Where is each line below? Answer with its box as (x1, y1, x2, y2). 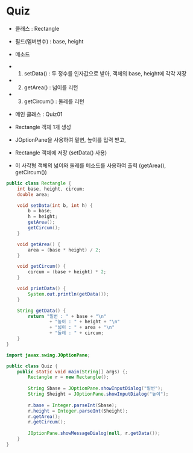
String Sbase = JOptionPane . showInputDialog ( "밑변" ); (28, 385, 163, 391)
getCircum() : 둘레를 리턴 (24, 98, 84, 105)
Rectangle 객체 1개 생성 (14, 123, 71, 130)
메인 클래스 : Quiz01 (14, 110, 63, 118)
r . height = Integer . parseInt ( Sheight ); (28, 408, 128, 414)
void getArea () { (17, 241, 61, 247)
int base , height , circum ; (17, 186, 85, 192)
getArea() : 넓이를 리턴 (24, 83, 78, 91)
